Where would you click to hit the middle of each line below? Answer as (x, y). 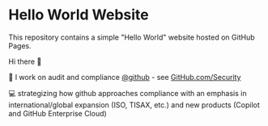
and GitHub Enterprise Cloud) (57, 113)
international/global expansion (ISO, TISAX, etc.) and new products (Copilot (134, 105)
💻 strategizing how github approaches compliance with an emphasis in (128, 93)
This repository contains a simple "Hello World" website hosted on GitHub (132, 37)
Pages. (20, 45)
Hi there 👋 (25, 61)
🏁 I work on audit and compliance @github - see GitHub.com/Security (125, 77)
